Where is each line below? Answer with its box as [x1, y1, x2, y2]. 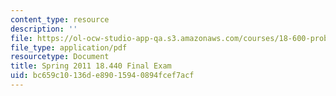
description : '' [10, 24, 78, 34]
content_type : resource [10, 14, 110, 25]
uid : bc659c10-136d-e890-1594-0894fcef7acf [10, 71, 195, 81]
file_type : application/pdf [10, 42, 128, 53]
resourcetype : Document [10, 52, 110, 62]
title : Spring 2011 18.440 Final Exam [10, 61, 172, 71]
